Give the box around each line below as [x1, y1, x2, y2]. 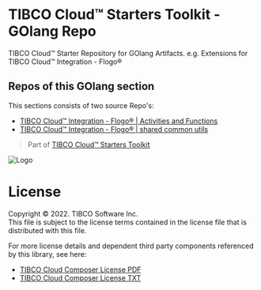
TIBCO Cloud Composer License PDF [19, 265, 142, 274]
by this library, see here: [8, 249, 87, 258]
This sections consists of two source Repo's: [8, 100, 154, 110]
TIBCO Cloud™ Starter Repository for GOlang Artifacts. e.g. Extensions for [8, 48, 248, 58]
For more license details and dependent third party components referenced [8, 241, 255, 250]
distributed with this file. [8, 225, 87, 235]
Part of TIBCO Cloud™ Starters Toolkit [27, 140, 150, 149]
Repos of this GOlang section [8, 80, 155, 93]
